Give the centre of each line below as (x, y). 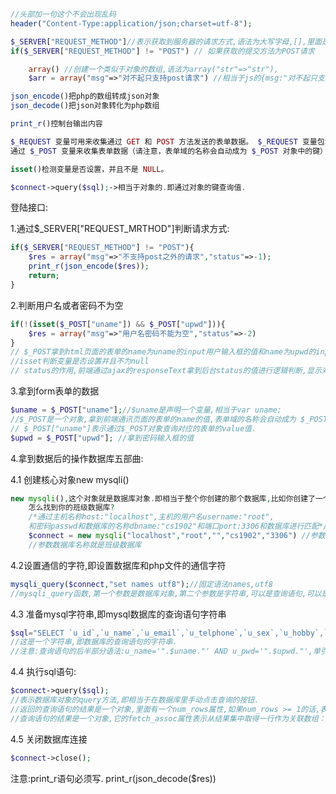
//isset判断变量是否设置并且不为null (80, 361)
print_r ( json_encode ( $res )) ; (89, 266)
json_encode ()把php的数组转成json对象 (85, 96)
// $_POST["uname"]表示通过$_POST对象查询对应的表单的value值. (133, 428)
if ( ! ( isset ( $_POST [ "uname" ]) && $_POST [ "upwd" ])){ (118, 324)
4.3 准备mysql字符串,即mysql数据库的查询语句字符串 (118, 614)
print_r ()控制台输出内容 (56, 124)
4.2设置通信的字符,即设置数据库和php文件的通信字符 (118, 565)
